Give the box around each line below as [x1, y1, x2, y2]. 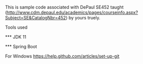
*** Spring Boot [5, 44, 37, 49]
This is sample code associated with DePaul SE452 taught [5, 4, 124, 10]
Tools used [5, 24, 28, 30]
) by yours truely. [66, 15, 100, 20]
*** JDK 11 [5, 34, 26, 40]
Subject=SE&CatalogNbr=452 [5, 15, 66, 20]
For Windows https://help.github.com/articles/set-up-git [5, 53, 120, 59]
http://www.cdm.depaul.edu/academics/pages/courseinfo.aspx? [6, 9, 139, 15]
